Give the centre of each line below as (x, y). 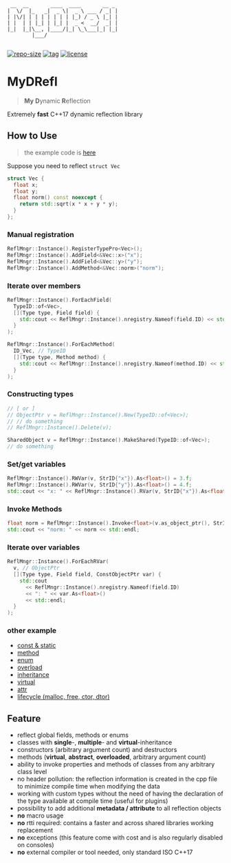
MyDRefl (32, 82)
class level (32, 772)
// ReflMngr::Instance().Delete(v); (59, 428)
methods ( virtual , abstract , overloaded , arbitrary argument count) (111, 757)
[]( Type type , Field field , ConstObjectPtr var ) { (87, 575)
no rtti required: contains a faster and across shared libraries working (115, 823)
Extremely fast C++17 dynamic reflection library (75, 114)
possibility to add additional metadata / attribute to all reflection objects (119, 809)
